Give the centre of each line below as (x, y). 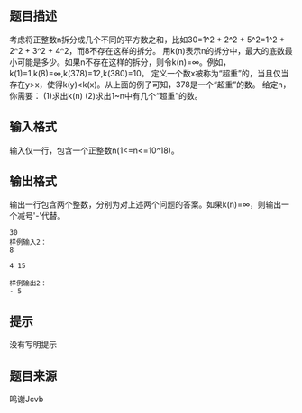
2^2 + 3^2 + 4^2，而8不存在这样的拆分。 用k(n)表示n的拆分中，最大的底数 (147, 50)
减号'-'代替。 (41, 216)
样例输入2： (28, 242)
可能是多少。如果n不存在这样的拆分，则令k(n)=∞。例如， (124, 62)
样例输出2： (28, 283)
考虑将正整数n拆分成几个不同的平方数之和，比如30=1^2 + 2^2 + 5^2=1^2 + (147, 40)
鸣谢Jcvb (27, 400)
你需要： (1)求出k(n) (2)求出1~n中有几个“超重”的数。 (106, 95)
